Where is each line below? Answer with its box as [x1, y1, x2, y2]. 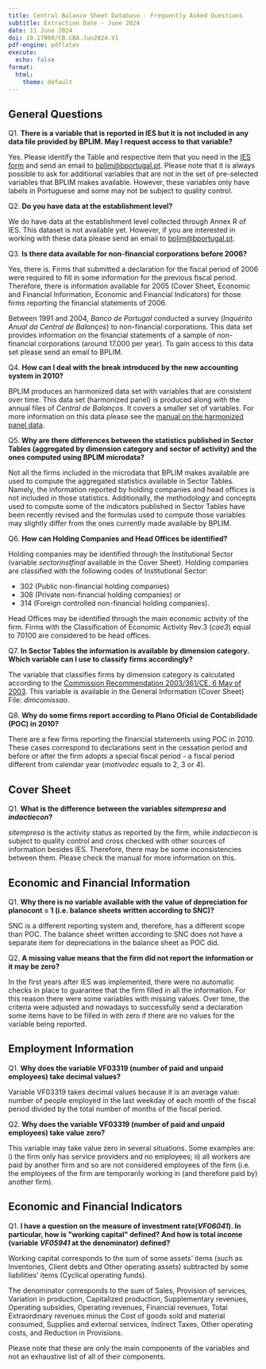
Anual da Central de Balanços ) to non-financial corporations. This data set [8, 322, 253, 332]
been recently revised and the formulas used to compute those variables [8, 510, 246, 520]
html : [15, 71, 34, 79]
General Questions [8, 107, 103, 121]
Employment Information [8, 1042, 134, 1056]
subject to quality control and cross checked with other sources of [8, 836, 226, 846]
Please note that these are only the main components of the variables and [8, 1343, 250, 1352]
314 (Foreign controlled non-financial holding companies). [19, 599, 210, 608]
